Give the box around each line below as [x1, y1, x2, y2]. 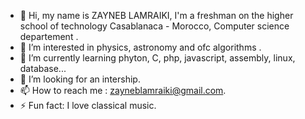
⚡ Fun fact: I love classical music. [19, 100, 157, 111]
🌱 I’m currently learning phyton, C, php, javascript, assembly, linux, [19, 52, 296, 64]
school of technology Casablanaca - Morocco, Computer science [19, 20, 290, 32]
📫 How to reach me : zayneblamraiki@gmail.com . [19, 85, 227, 96]
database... [19, 63, 67, 74]
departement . [19, 31, 79, 42]
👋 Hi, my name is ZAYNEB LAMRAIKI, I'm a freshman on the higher [19, 10, 294, 21]
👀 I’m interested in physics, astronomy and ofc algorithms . [19, 41, 262, 53]
